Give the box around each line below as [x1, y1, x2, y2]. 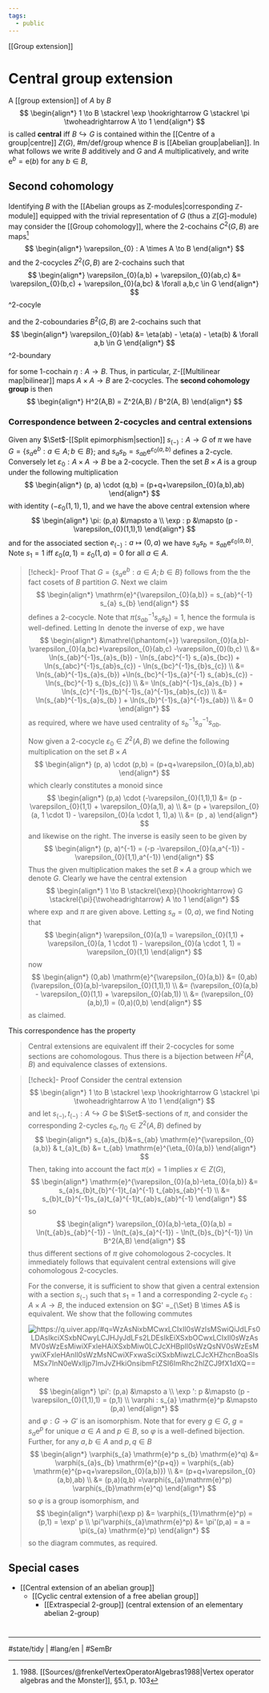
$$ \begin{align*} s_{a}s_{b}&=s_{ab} [34, 1135, 159, 1145]
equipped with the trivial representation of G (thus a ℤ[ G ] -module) [39, 210, 258, 221]
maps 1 [8, 230, 30, 241]
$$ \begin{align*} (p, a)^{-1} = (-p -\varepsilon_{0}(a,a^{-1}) [43, 844, 240, 853]
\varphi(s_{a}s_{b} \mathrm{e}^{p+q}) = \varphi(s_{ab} [54, 1458, 235, 1467]
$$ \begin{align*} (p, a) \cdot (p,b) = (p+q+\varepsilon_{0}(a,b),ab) [34, 759, 255, 769]
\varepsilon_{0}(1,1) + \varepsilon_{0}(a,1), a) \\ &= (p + [29, 801, 208, 811]
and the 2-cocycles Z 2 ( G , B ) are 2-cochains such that [8, 256, 185, 267]
